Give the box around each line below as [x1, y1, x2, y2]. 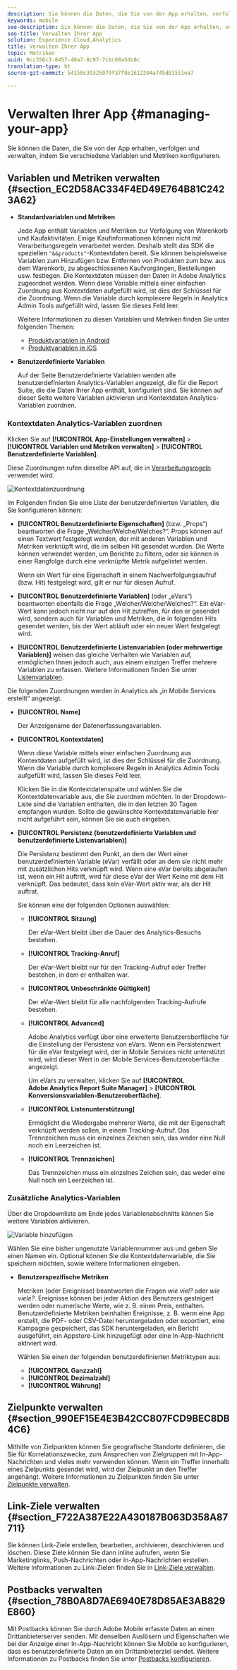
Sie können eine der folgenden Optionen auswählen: [17, 901, 171, 909]
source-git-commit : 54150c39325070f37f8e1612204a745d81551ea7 [7, 69, 194, 76]
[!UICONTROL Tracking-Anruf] [28, 949, 120, 958]
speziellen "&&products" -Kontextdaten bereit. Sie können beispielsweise [17, 249, 227, 257]
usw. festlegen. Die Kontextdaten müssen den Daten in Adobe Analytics [17, 272, 226, 280]
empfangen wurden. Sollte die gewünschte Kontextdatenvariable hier [17, 807, 219, 815]
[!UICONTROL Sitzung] [28, 914, 97, 922]
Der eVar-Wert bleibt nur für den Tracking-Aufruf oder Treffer [28, 963, 207, 971]
